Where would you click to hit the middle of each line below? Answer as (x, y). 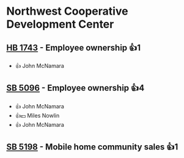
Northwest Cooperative (67, 11)
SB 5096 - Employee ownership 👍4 (75, 88)
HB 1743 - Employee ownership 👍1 (74, 47)
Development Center (60, 24)
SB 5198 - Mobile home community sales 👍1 (92, 147)
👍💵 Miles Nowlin (37, 115)
